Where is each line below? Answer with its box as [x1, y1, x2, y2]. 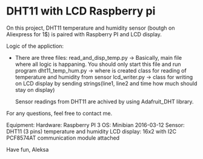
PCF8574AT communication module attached [6, 134, 120, 141]
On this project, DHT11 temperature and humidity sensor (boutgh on [6, 24, 175, 31]
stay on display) [15, 86, 55, 93]
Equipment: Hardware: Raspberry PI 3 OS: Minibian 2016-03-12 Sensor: [6, 121, 185, 128]
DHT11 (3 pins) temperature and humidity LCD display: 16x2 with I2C [6, 128, 177, 135]
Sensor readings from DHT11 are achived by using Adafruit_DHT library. [15, 98, 194, 105]
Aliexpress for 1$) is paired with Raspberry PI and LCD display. [6, 30, 162, 37]
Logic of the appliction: [6, 42, 64, 50]
